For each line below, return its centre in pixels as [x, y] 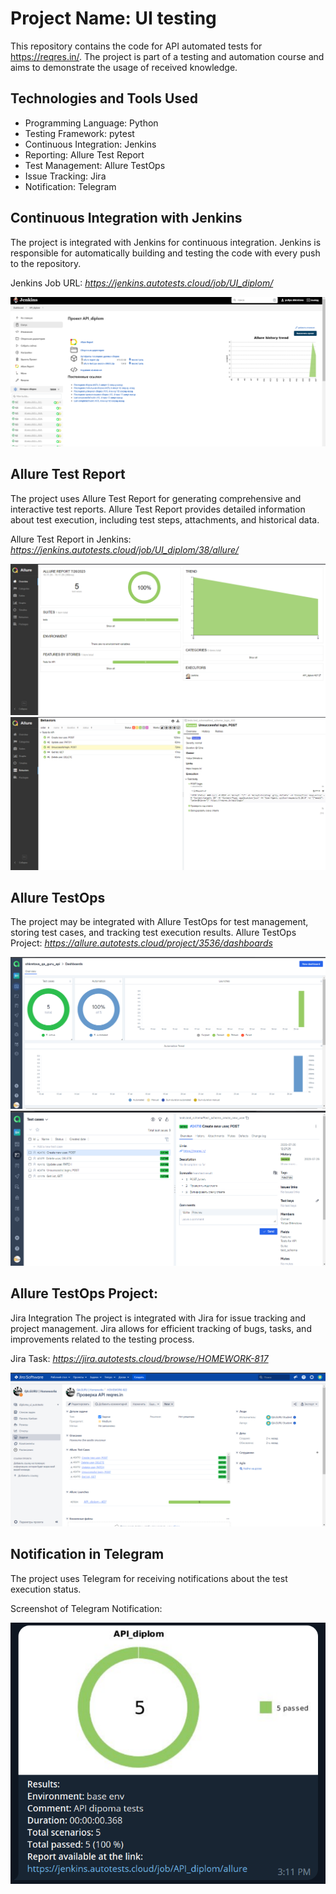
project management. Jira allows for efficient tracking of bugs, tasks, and [161, 1328]
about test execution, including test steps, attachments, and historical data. [165, 519]
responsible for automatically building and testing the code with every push [165, 253]
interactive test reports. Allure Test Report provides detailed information [158, 509]
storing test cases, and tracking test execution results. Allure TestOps [153, 933]
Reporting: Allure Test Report [84, 154]
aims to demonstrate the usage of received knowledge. [124, 67]
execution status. [46, 1589]
